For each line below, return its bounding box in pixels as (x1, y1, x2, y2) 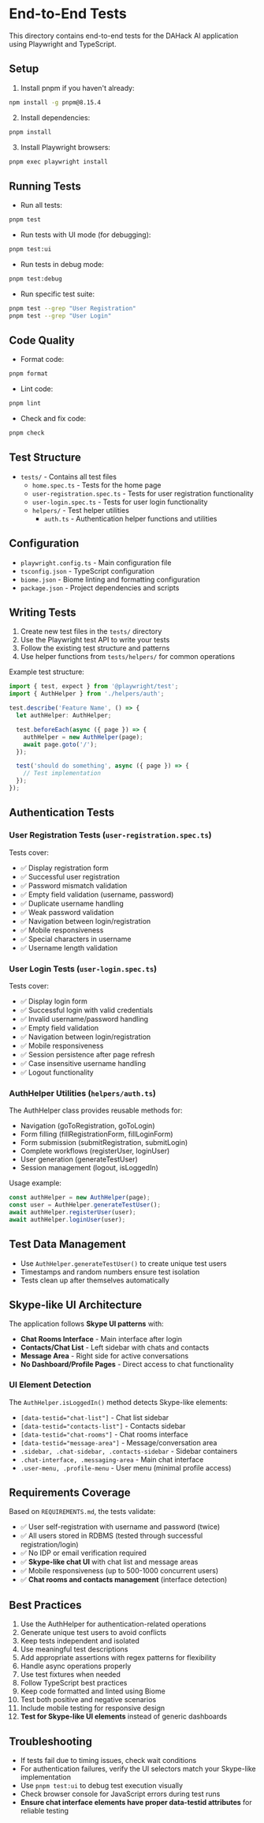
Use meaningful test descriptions (20, 1644, 128, 1654)
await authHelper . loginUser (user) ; (9, 1215, 126, 1223)
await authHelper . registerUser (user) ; (9, 1208, 136, 1216)
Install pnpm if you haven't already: (20, 83, 135, 92)
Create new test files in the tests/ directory (20, 627, 162, 636)
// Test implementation (23, 770, 102, 778)
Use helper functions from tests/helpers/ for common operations (20, 652, 236, 661)
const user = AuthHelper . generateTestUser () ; (9, 1201, 161, 1209)
